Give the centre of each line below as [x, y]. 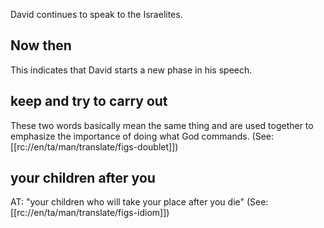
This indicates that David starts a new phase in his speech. [131, 70]
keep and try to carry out [89, 101]
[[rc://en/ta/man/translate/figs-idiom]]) [90, 213]
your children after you [83, 178]
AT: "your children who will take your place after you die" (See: [139, 202]
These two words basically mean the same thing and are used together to [162, 125]
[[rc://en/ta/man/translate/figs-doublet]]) [94, 146]
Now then [41, 45]
